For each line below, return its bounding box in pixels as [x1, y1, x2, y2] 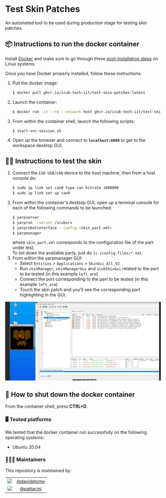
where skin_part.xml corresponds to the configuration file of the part [12, 240, 154, 246]
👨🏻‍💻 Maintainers [5, 456, 46, 463]
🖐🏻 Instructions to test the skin [5, 157, 102, 165]
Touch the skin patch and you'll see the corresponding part [19, 287, 140, 292]
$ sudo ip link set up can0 [12, 191, 70, 196]
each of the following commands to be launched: [12, 205, 112, 210]
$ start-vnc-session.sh [12, 128, 62, 133]
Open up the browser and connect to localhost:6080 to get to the [12, 137, 146, 143]
